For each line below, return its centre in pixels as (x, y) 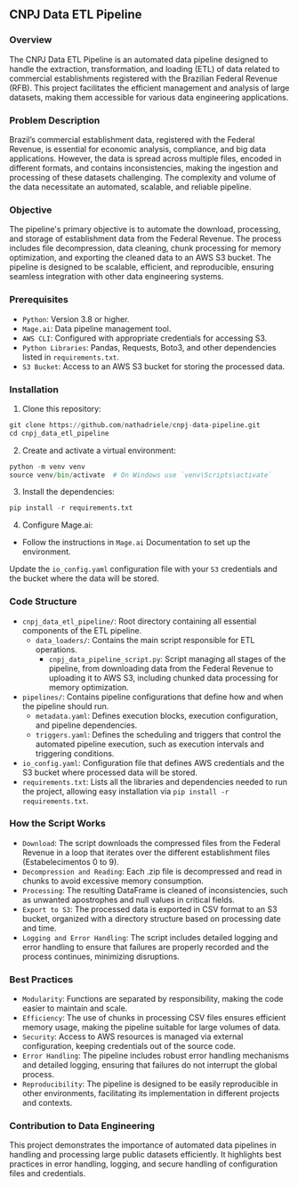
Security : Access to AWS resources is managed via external (133, 1037)
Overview (31, 40)
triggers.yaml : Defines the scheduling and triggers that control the (158, 734)
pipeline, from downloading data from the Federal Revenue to (161, 668)
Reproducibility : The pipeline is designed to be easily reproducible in (150, 1084)
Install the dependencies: (68, 492)
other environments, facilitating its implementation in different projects (151, 1093)
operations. (56, 649)
